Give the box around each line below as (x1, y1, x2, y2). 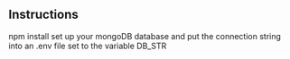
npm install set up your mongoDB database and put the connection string (8, 30, 282, 41)
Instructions (8, 7, 79, 22)
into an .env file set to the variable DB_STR (8, 40, 167, 51)
